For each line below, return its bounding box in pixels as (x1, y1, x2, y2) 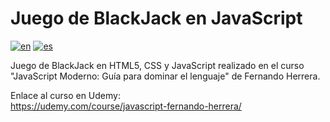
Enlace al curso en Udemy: (10, 89, 121, 101)
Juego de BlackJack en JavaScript (10, 7, 303, 30)
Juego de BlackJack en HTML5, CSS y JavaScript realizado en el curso (10, 59, 305, 71)
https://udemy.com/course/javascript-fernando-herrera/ (10, 100, 242, 112)
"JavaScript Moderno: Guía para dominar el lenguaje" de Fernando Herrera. (10, 70, 321, 82)
